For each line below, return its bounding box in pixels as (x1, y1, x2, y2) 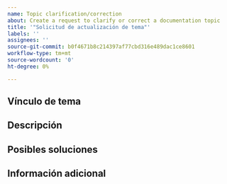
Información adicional (7, 168, 106, 180)
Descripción (7, 120, 62, 132)
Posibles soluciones (7, 143, 98, 156)
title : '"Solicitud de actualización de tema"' (7, 23, 151, 30)
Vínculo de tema (7, 96, 82, 108)
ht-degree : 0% (7, 63, 50, 70)
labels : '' (7, 30, 40, 38)
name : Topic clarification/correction (7, 10, 122, 18)
